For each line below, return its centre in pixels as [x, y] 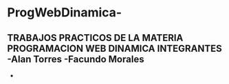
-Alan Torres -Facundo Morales [76, 59]
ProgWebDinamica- [65, 13]
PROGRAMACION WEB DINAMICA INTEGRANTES [115, 48]
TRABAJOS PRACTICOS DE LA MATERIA [95, 38]
